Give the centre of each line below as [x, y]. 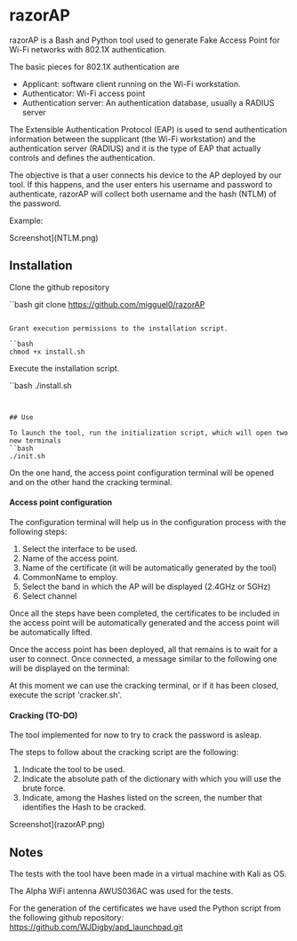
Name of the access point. [71, 558]
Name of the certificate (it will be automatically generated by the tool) [149, 567]
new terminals [36, 441]
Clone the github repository [60, 287]
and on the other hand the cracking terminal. [91, 482]
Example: [26, 220]
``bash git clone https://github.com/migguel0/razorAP [107, 304]
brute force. [44, 788]
